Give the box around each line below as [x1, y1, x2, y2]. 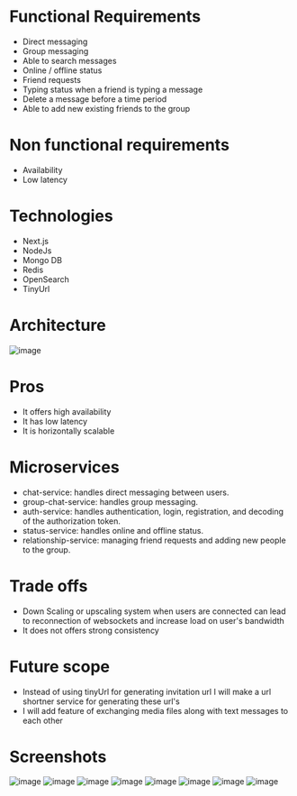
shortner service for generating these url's [22, 696, 180, 707]
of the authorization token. [22, 516, 121, 526]
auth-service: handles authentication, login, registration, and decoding [22, 506, 284, 517]
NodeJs [22, 245, 52, 256]
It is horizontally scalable [22, 425, 115, 436]
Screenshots [9, 746, 107, 767]
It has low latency [22, 416, 88, 426]
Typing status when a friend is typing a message [22, 84, 203, 95]
